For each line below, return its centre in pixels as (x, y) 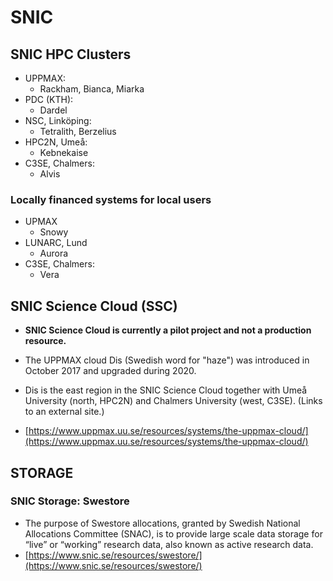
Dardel (53, 110)
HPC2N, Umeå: (56, 142)
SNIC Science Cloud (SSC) (94, 306)
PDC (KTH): (49, 99)
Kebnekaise (64, 152)
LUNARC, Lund (56, 243)
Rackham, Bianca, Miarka (92, 89)
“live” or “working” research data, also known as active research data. (169, 544)
